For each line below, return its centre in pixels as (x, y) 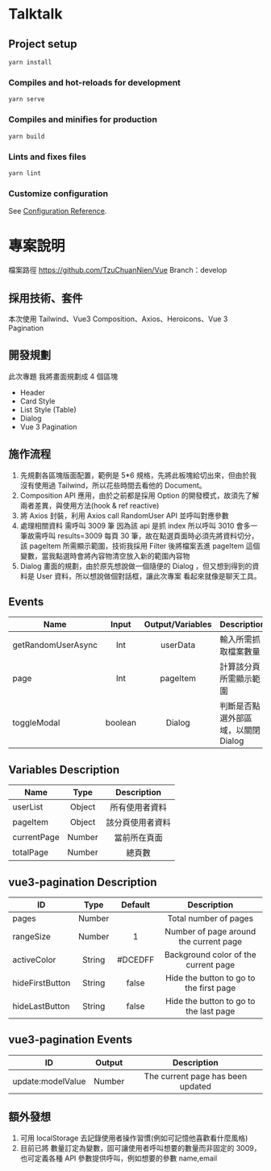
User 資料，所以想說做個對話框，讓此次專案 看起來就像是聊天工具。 (148, 576)
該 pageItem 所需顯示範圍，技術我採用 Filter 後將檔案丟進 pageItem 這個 (140, 546)
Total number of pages (211, 918)
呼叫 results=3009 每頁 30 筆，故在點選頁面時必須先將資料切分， (150, 535)
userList (28, 807)
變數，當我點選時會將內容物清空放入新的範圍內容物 (105, 556)
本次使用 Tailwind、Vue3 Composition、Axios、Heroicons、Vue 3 (118, 319)
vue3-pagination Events (71, 1040)
